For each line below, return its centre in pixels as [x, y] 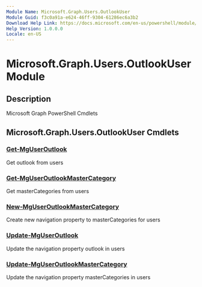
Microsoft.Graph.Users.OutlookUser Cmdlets [93, 132]
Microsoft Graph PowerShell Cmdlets [52, 113]
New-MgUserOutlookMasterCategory [63, 207]
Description [29, 99]
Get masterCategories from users [47, 191]
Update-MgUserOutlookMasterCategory [67, 264]
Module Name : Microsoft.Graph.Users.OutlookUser [68, 12]
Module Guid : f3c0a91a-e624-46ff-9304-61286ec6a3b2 [72, 17]
